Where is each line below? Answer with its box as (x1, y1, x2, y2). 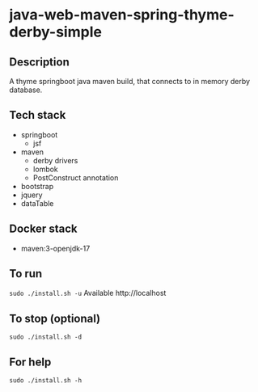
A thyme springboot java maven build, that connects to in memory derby (9, 77, 250, 86)
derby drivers (32, 155, 78, 165)
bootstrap (20, 181, 54, 191)
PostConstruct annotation (32, 172, 119, 183)
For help (9, 355, 52, 369)
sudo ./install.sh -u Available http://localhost (9, 289, 167, 298)
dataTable (20, 198, 54, 208)
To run (9, 267, 43, 280)
